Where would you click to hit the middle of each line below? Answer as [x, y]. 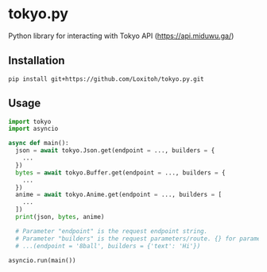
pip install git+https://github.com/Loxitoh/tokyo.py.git [106, 79]
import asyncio [33, 129]
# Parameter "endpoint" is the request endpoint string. [112, 231]
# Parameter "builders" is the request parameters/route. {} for [126, 239]
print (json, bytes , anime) [60, 217]
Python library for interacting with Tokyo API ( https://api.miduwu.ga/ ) [121, 36]
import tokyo [30, 121]
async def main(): [39, 144]
